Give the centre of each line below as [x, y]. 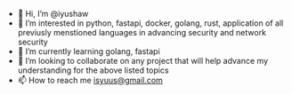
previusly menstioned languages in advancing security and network [142, 32]
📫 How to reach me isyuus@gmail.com [90, 80]
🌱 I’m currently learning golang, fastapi [89, 51]
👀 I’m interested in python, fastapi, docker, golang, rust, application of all [150, 23]
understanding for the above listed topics [93, 70]
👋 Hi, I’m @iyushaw [53, 14]
